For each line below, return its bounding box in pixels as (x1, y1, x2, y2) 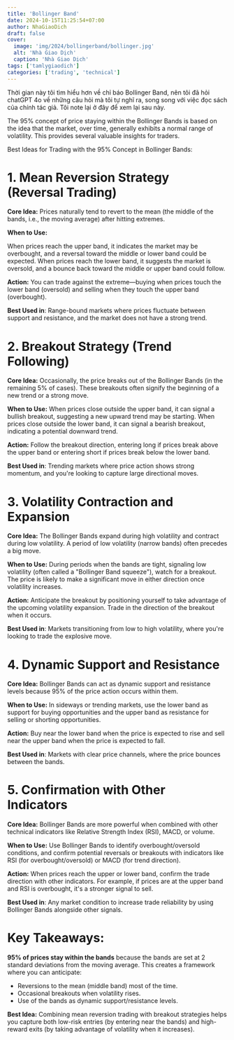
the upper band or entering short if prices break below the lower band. (7, 448, 211, 457)
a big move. (7, 547, 41, 555)
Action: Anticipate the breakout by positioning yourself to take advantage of (7, 596, 227, 604)
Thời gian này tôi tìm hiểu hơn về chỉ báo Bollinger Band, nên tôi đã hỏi (7, 88, 210, 97)
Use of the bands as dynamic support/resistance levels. (17, 997, 178, 1005)
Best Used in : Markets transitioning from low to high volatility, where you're (7, 625, 224, 633)
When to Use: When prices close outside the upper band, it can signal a (7, 405, 215, 413)
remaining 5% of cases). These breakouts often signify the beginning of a (7, 384, 219, 392)
